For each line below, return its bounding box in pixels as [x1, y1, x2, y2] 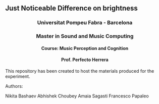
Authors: [5, 83, 23, 89]
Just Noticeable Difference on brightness [5, 4, 138, 13]
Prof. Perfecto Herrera [61, 57, 109, 63]
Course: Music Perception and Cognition [41, 45, 129, 51]
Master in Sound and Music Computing [36, 33, 134, 40]
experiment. [5, 73, 30, 80]
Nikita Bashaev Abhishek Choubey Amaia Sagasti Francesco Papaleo [5, 93, 149, 99]
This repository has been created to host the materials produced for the [5, 68, 154, 74]
